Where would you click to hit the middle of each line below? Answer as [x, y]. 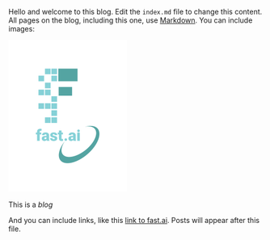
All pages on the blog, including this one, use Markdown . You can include [131, 20]
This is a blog [31, 204]
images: [21, 29]
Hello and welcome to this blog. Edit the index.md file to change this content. [135, 12]
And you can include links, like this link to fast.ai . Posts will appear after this [134, 220]
